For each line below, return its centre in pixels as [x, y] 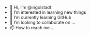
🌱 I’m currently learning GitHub [40, 17]
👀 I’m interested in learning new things [48, 12]
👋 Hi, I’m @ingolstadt [30, 7]
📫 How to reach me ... [32, 28]
